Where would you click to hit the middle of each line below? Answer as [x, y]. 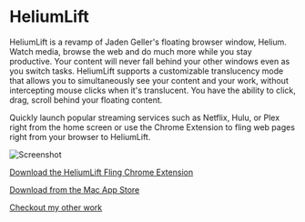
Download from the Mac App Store [75, 189]
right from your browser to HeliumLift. [80, 136]
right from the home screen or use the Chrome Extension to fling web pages [152, 127]
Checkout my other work [56, 207]
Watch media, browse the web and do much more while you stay [131, 51]
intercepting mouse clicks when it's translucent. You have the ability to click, [152, 90]
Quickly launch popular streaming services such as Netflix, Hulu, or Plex [145, 117]
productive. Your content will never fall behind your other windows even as [150, 61]
